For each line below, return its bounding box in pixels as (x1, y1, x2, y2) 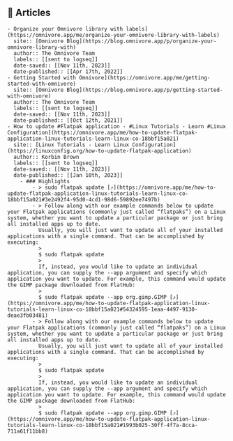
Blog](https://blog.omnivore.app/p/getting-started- (66, 86, 223, 93)
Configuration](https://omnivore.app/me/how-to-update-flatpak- (7, 129, 198, 136)
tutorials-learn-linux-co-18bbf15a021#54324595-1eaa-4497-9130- (7, 306, 198, 313)
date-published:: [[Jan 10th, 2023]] (13, 171, 123, 178)
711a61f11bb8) (7, 428, 49, 435)
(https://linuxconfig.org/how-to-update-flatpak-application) (7, 147, 192, 154)
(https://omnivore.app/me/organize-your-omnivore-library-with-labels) (7, 31, 220, 38)
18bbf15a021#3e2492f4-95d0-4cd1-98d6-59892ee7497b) (7, 196, 160, 203)
